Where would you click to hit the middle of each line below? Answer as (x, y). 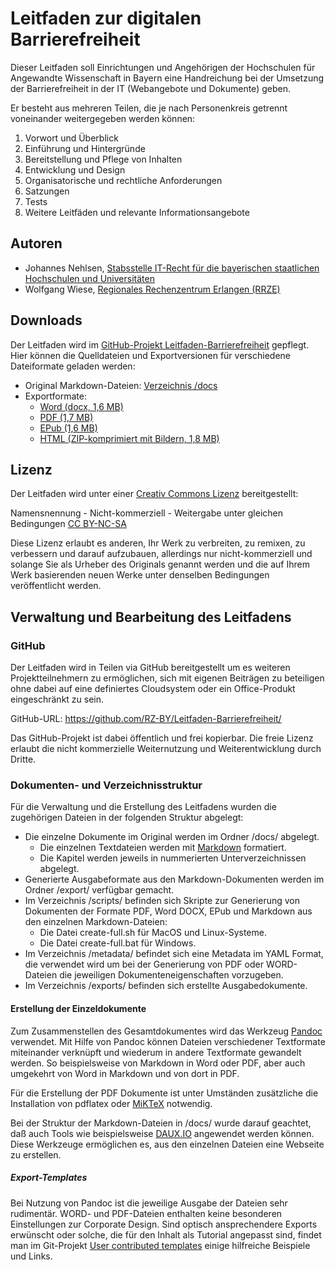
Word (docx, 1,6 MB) (81, 406)
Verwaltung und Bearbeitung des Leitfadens (151, 617)
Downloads (46, 320)
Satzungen (47, 191)
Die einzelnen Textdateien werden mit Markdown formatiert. (163, 848)
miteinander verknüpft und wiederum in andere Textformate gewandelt (156, 1052)
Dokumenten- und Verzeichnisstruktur (106, 785)
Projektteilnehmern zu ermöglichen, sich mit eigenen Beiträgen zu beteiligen (167, 678)
